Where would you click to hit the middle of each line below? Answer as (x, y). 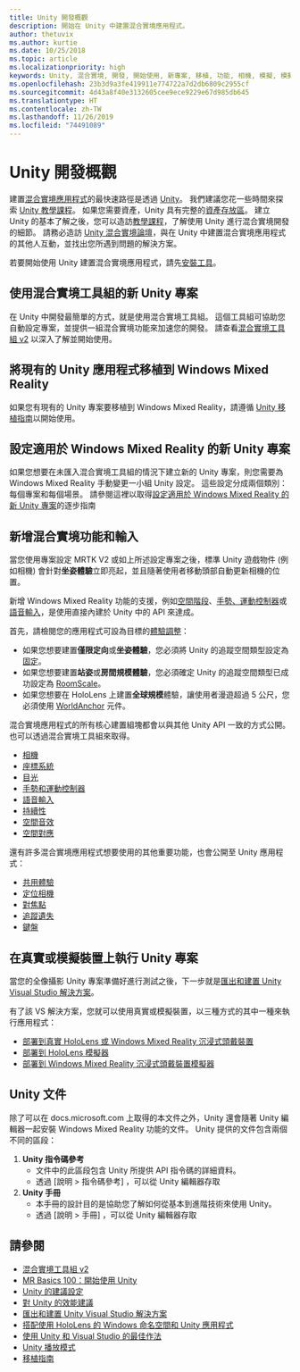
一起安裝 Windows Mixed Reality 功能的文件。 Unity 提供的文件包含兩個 (156, 1129)
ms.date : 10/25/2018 (48, 51)
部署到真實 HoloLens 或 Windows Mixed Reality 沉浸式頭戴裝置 (138, 1041)
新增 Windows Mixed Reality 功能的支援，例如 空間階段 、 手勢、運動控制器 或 (148, 601)
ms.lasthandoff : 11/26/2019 (62, 117)
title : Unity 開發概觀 (49, 17)
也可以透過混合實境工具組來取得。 (72, 736)
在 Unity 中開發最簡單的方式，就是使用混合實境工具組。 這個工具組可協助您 (147, 316)
